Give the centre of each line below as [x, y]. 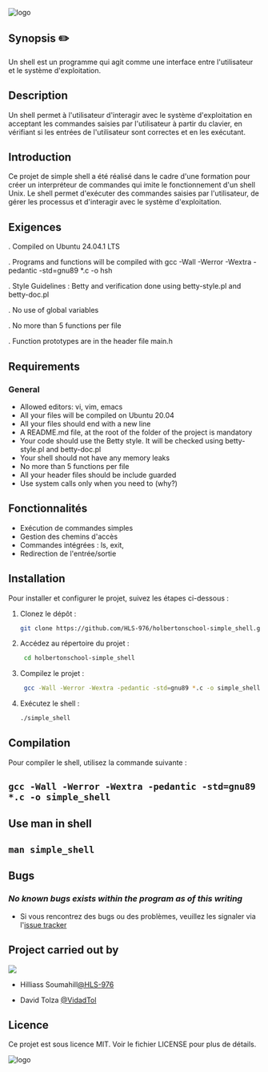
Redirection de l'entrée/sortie [68, 553]
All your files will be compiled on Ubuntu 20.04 [97, 415]
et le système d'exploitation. [55, 70]
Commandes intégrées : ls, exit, [72, 544]
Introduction [40, 158]
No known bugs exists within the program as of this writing [125, 899]
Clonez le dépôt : [48, 613]
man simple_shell [51, 850]
